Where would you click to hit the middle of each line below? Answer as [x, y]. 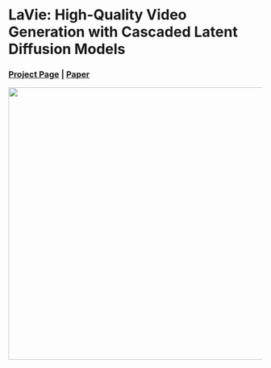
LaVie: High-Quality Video [98, 15]
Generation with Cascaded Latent [123, 32]
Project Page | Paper [49, 74]
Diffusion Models [67, 49]
